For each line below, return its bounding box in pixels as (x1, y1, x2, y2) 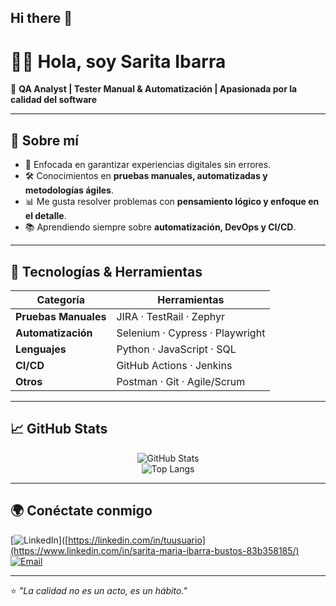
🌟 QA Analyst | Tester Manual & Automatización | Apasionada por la (10, 83, 298, 95)
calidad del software (10, 94, 98, 106)
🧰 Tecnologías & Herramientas (10, 263, 203, 280)
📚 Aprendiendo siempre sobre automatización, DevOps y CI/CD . (24, 221, 297, 233)
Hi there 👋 (10, 10, 73, 27)
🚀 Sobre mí (10, 132, 79, 149)
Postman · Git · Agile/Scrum (116, 374, 246, 388)
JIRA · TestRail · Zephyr (116, 309, 226, 323)
